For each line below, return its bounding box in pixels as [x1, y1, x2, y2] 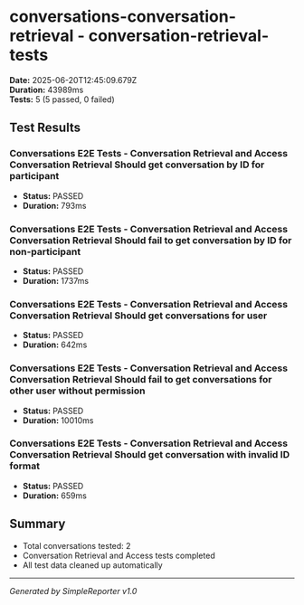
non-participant [9, 245, 81, 258]
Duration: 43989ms [9, 84, 84, 95]
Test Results [9, 120, 81, 136]
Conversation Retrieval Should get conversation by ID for [9, 158, 265, 171]
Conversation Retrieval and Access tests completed [22, 550, 215, 561]
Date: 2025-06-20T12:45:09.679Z [9, 74, 138, 85]
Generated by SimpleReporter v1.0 [9, 585, 138, 596]
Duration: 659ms [22, 490, 88, 501]
